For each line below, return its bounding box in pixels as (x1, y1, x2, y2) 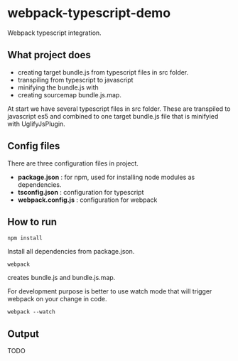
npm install (7, 235, 43, 242)
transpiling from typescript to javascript (17, 75, 134, 84)
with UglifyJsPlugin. (7, 119, 65, 128)
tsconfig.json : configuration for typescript (17, 188, 144, 196)
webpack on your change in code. (7, 295, 108, 303)
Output (7, 328, 39, 340)
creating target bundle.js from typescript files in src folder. (17, 68, 189, 76)
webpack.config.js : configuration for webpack (17, 195, 158, 204)
